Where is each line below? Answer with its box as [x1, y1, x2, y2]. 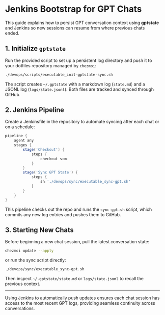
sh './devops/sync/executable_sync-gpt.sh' [40, 179, 131, 184]
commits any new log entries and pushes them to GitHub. [5, 211, 121, 217]
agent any [14, 138, 34, 143]
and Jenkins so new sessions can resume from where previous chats [5, 25, 145, 30]
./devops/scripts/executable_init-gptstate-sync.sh [5, 72, 113, 77]
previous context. [5, 281, 41, 287]
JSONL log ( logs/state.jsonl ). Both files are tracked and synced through [5, 86, 154, 92]
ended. [5, 30, 20, 36]
